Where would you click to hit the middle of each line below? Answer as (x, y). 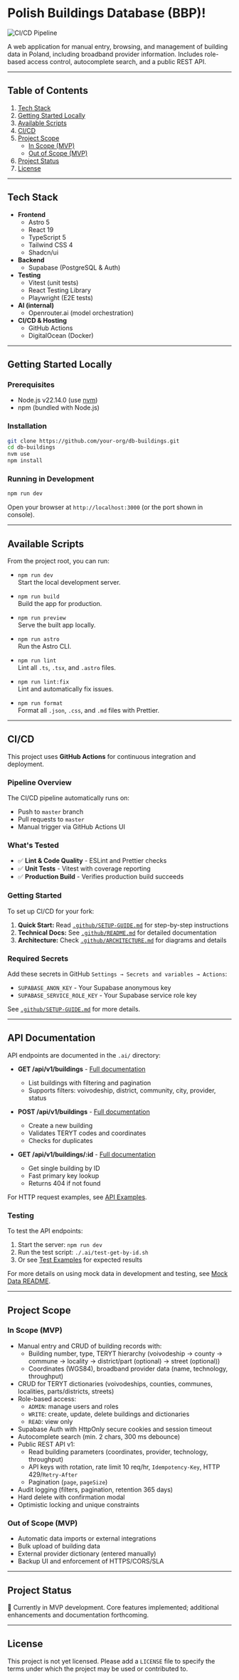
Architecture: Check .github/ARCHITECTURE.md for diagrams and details (122, 940)
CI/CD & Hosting (42, 320)
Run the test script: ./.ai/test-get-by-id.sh (83, 1253)
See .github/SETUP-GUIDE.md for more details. (74, 1009)
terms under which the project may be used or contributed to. (98, 1669)
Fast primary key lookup (64, 1176)
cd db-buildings (31, 447)
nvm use (19, 454)
